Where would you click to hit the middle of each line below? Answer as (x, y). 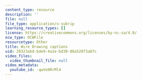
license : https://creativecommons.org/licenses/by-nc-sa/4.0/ (71, 33)
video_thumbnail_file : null (39, 61)
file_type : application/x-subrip (40, 24)
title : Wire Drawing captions (37, 47)
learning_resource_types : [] (35, 28)
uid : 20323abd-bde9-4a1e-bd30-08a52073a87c (51, 51)
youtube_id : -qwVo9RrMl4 (35, 70)
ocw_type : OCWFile (24, 38)
